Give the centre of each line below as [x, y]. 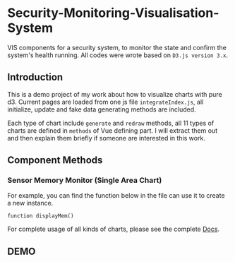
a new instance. [30, 203]
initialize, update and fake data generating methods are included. [102, 109]
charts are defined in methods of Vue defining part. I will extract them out [112, 130]
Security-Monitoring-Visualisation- [113, 13]
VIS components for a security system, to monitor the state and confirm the [117, 47]
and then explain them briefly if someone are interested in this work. [107, 138]
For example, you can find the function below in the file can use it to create [116, 196]
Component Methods [55, 160]
